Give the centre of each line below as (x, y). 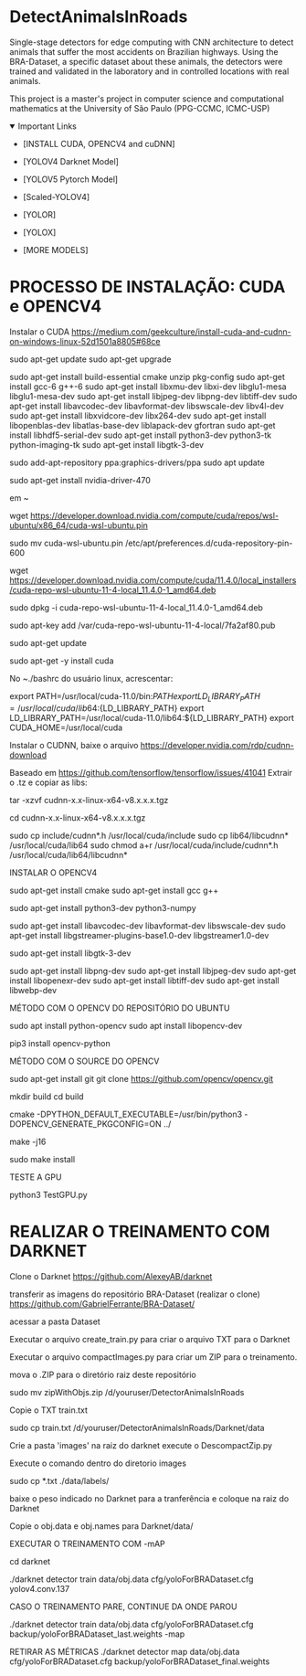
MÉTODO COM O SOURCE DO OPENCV (84, 1061)
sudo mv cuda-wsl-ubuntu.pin (66, 543)
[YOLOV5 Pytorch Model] (70, 179)
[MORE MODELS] (55, 249)
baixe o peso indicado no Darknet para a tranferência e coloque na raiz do (149, 1498)
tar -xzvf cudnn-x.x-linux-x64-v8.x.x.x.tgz (89, 800)
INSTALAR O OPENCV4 (53, 872)
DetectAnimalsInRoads (99, 17)
